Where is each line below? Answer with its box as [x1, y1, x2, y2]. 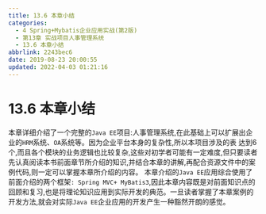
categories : [8, 19, 48, 27]
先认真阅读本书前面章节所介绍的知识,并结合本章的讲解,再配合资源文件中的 [8, 157, 249, 166]
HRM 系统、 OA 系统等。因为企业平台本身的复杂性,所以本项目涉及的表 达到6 [22, 137, 257, 147]
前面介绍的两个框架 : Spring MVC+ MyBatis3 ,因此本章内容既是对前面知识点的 [8, 177, 256, 186]
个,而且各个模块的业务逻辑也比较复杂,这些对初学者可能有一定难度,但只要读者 [8, 147, 258, 157]
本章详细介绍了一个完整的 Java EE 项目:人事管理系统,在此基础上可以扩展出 [8, 128, 246, 137]
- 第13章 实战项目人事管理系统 [15, 33, 105, 42]
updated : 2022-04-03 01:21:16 [8, 63, 109, 71]
